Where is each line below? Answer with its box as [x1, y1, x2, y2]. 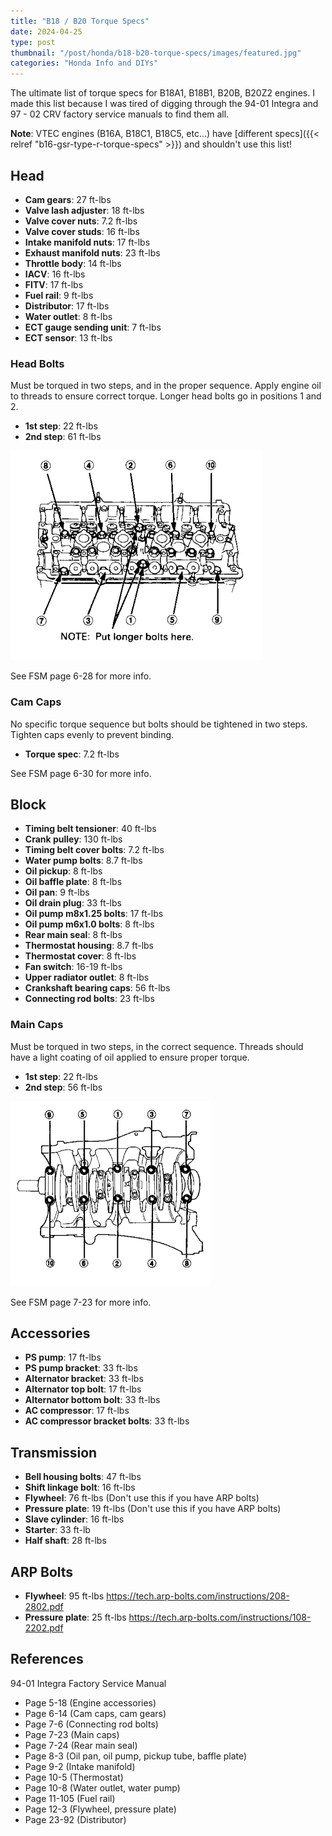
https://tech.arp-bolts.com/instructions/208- [106, 1590, 290, 1602]
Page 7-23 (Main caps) [24, 1728, 120, 1740]
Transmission [10, 1444, 98, 1461]
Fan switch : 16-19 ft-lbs [24, 961, 123, 973]
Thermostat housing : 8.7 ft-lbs [24, 940, 155, 952]
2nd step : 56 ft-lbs [24, 1081, 103, 1093]
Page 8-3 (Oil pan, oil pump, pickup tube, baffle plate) [24, 1750, 248, 1762]
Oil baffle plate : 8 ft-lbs [24, 876, 123, 888]
